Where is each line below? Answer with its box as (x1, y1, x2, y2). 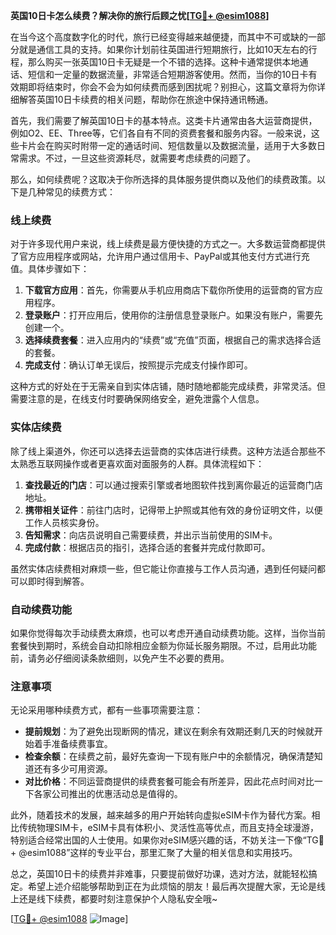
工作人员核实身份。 (24, 516, 105, 528)
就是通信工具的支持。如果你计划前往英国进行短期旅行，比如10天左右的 (18, 44, 309, 55)
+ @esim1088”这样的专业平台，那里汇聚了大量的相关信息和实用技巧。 (10, 847, 298, 859)
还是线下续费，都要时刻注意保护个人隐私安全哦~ (18, 893, 218, 905)
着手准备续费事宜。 (33, 738, 113, 750)
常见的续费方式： (44, 186, 116, 198)
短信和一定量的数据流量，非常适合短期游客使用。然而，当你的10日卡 (27, 69, 309, 80)
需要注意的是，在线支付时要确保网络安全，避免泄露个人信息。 (10, 393, 265, 405)
